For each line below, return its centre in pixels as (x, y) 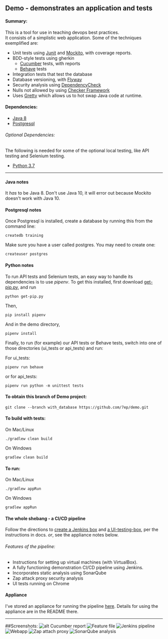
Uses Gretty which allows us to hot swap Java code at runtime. (77, 96)
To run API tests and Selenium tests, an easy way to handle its (69, 277)
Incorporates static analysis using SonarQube (59, 573)
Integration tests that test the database (52, 74)
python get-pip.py (24, 296)
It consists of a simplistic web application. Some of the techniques (73, 38)
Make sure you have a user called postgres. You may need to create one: (80, 245)
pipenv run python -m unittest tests (44, 386)
